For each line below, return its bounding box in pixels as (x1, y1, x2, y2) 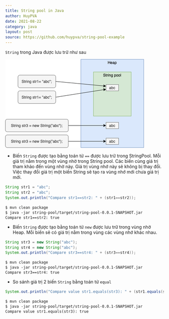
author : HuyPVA (5, 13, 37, 19)
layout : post (5, 29, 33, 35)
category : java (5, 24, 37, 29)
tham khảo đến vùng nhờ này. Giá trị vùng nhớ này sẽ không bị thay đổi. (12, 164, 162, 169)
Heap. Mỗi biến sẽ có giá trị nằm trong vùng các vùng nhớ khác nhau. (12, 229, 157, 235)
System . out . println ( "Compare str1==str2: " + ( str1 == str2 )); (5, 195, 136, 200)
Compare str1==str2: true (5, 215, 59, 220)
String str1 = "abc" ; (5, 184, 51, 189)
